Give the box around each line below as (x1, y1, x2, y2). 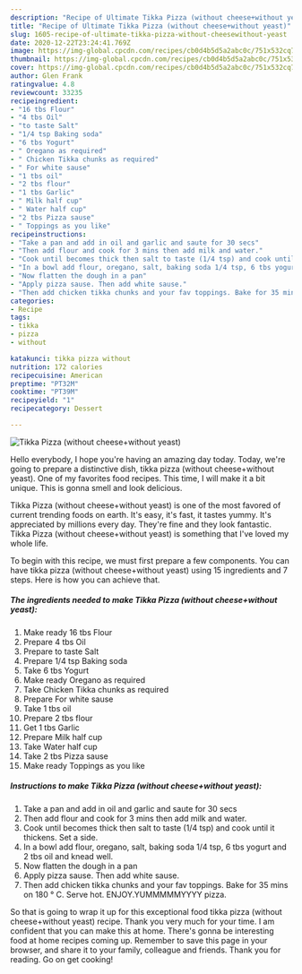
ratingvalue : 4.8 (10, 80, 75, 89)
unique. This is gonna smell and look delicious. (10, 482, 183, 493)
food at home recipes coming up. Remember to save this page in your (10, 935, 268, 945)
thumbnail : (10, 55, 51, 64)
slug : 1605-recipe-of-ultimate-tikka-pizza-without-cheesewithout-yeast (10, 30, 288, 39)
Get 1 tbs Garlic (22, 722, 80, 733)
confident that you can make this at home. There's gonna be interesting (10, 925, 274, 936)
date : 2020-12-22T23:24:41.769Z (10, 38, 131, 47)
